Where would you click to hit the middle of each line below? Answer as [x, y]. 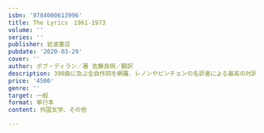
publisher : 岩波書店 [39, 45]
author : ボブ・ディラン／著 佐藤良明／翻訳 [71, 66]
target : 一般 [28, 95]
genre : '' [24, 88]
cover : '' [24, 59]
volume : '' [26, 30]
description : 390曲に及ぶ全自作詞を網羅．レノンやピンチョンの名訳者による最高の [127, 74]
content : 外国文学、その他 [48, 110]
